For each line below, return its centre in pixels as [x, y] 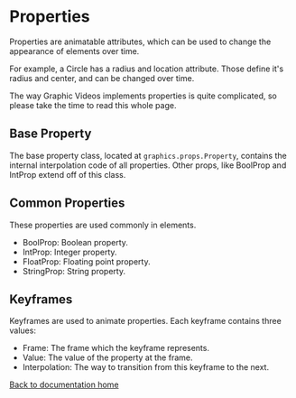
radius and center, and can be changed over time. [102, 78]
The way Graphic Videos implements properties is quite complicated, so [143, 96]
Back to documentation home [64, 384]
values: [23, 330]
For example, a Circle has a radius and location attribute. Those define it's [147, 69]
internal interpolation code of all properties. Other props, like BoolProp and [148, 165]
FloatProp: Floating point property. [86, 261]
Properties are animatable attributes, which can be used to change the [140, 42]
